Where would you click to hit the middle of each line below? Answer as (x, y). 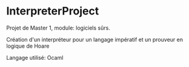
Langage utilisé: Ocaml (35, 57)
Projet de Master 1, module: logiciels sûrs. (58, 28)
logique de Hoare (28, 46)
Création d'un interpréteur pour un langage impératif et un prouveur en (95, 39)
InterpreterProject (53, 11)
